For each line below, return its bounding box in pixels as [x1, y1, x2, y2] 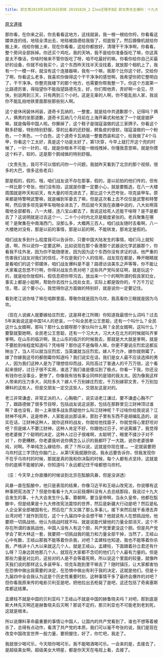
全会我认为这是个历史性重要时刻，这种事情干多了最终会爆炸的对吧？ [21, 573, 158, 579]
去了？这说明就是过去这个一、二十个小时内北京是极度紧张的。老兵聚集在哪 [5, 214, 154, 220]
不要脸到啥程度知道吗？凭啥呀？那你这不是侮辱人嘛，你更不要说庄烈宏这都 [5, 342, 154, 348]
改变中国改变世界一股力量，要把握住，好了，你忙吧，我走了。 [5, 630, 129, 636]
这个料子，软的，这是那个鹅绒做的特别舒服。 [5, 151, 95, 157]
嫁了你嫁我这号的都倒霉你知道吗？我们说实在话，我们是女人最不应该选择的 [5, 354, 154, 360]
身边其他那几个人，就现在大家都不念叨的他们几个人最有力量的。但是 [21, 549, 158, 555]
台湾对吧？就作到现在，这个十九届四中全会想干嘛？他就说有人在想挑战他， [5, 513, 154, 519]
